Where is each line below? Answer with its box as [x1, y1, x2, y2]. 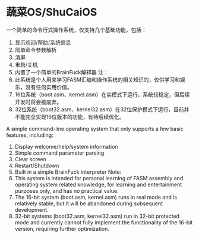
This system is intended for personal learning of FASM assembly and [14, 174, 184, 181]
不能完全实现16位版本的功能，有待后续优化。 [14, 113, 125, 120]
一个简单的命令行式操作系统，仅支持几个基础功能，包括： [6, 26, 147, 33]
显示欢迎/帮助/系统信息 [14, 39, 71, 46]
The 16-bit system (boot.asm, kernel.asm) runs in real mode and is [14, 193, 177, 201]
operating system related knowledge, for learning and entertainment [14, 181, 182, 188]
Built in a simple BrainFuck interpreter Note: [14, 168, 122, 176]
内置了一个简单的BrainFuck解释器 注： [14, 68, 109, 76]
